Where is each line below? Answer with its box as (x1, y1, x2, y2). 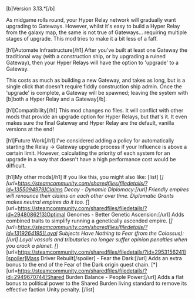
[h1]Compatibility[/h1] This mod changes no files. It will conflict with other (6, 107, 184, 114)
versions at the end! (6, 126, 55, 132)
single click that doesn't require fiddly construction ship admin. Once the (6, 83, 182, 90)
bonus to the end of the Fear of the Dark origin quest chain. (6, 261, 150, 268)
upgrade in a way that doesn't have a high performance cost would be (6, 156, 176, 162)
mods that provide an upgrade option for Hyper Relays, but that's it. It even (6, 113, 187, 120)
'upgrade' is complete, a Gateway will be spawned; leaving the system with (6, 89, 189, 96)
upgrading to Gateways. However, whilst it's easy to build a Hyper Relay (6, 23, 180, 29)
